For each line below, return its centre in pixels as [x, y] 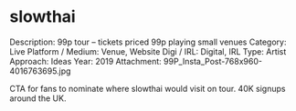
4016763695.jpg [40, 71]
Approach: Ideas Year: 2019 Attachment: [85, 61]
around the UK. [38, 98]
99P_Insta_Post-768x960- [213, 61]
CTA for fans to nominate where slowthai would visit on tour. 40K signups [148, 88]
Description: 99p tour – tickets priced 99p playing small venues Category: [148, 42]
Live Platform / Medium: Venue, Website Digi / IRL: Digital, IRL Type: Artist [148, 51]
